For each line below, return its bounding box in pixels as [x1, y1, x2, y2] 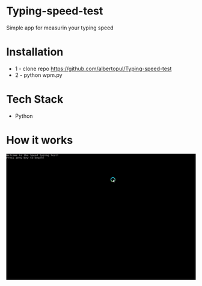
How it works [6, 133, 73, 147]
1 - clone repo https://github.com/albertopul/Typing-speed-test [14, 65, 172, 72]
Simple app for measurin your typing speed [6, 24, 114, 31]
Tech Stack [6, 93, 64, 106]
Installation [6, 45, 64, 59]
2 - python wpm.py [14, 71, 63, 79]
